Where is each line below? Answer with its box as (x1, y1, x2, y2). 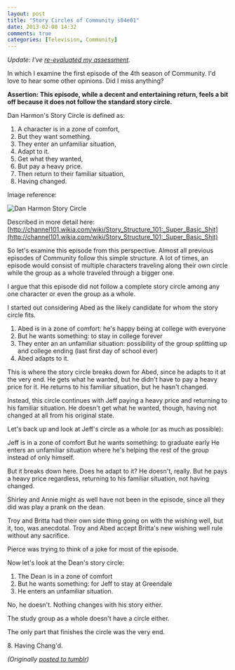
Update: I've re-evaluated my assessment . (7, 55, 131, 64)
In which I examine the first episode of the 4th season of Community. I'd (7, 69, 216, 78)
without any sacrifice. (7, 531, 70, 540)
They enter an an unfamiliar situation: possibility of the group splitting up (17, 340, 227, 348)
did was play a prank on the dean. (7, 503, 105, 511)
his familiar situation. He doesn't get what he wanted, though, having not (7, 404, 217, 413)
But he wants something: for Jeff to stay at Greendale (17, 579, 173, 588)
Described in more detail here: (7, 218, 95, 227)
